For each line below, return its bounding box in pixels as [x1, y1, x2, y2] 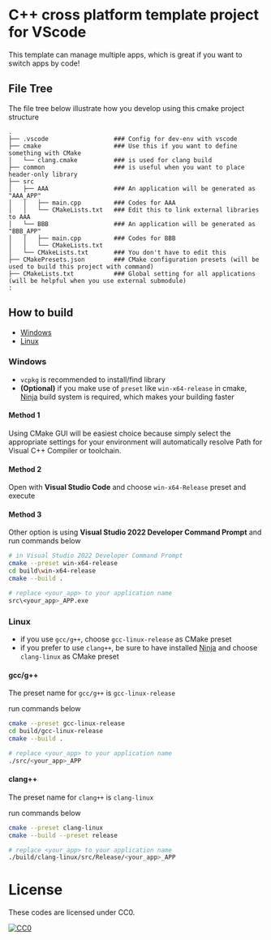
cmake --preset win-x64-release [8, 560, 118, 568]
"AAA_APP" [8, 191, 42, 200]
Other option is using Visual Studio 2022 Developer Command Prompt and [8, 527, 262, 537]
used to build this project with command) [8, 262, 154, 271]
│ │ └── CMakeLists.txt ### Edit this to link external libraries [8, 205, 260, 214]
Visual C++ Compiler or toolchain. [8, 446, 122, 456]
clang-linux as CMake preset [19, 651, 119, 662]
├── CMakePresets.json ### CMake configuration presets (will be [8, 255, 260, 264]
